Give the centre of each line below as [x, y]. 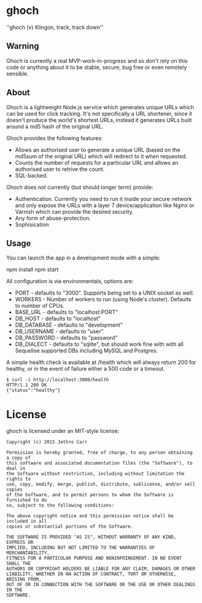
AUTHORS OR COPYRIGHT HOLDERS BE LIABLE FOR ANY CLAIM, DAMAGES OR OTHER [101, 569]
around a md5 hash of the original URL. [55, 126]
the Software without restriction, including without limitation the [96, 474]
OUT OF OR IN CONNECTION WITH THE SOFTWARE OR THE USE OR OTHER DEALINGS [101, 585]
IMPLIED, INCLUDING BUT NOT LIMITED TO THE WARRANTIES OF [80, 548]
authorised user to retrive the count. [60, 169]
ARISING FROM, [24, 579]
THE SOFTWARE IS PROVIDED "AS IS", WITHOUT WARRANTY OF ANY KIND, [91, 537]
